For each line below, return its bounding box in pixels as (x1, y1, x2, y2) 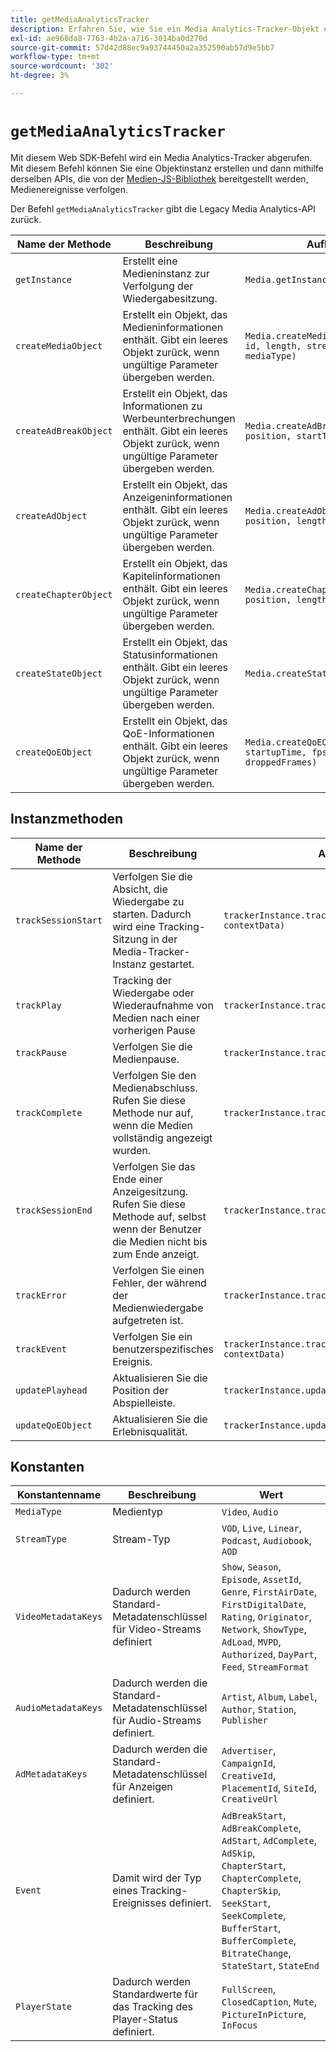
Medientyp (112, 1505, 163, 1519)
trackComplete (15, 1107, 83, 1118)
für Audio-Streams (112, 1714, 202, 1728)
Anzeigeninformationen (122, 490, 233, 504)
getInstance (15, 274, 73, 285)
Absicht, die (112, 882, 168, 896)
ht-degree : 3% (10, 71, 70, 81)
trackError (15, 1289, 67, 1301)
